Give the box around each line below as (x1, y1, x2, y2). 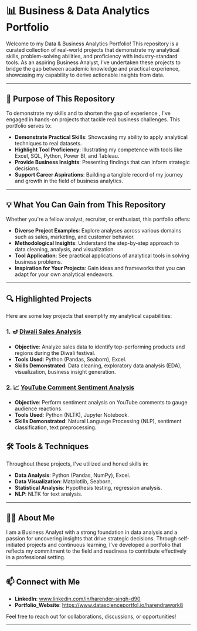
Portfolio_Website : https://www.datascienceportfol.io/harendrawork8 (14, 602, 184, 609)
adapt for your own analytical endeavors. (14, 271, 114, 278)
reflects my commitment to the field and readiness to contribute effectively (6, 547, 186, 554)
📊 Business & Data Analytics (6, 4, 150, 18)
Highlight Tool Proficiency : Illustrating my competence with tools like (14, 146, 183, 153)
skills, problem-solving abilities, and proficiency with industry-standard (6, 52, 178, 59)
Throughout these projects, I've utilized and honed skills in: (6, 460, 149, 467)
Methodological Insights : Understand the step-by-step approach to (14, 239, 179, 247)
